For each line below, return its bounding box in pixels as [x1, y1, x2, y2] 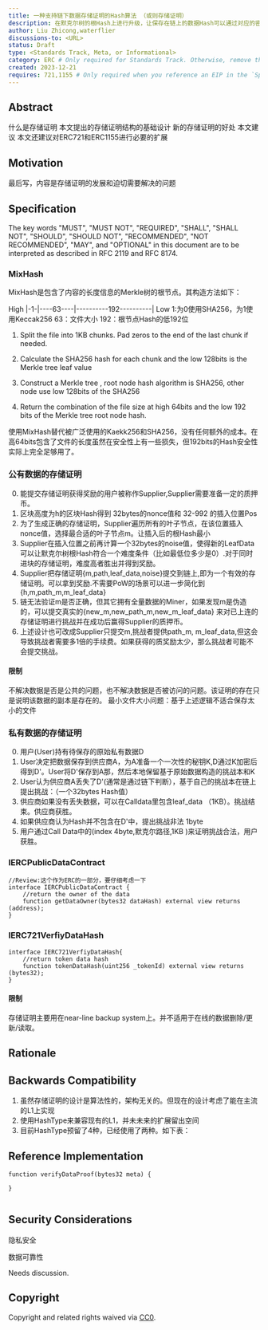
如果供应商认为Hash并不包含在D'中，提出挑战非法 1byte [19, 816, 203, 826]
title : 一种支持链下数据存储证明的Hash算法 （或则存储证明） [8, 11, 188, 20]
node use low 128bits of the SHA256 [19, 387, 140, 396]
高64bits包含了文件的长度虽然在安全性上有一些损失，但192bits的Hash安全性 [8, 437, 258, 447]
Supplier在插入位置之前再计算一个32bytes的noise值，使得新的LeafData [19, 538, 255, 548]
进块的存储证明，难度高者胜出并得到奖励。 [19, 558, 160, 568]
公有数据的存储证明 [8, 469, 82, 480]
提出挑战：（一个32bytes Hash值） [19, 787, 133, 797]
